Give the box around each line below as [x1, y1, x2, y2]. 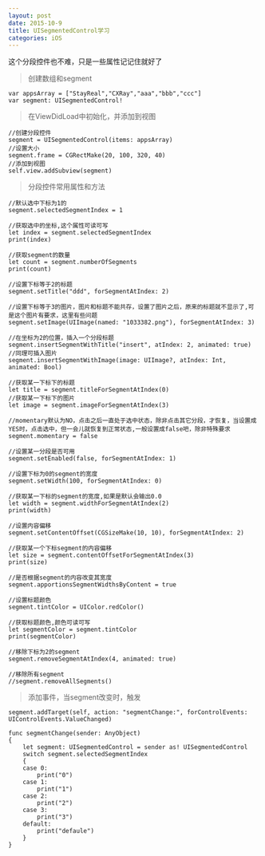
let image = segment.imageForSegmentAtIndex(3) [8, 401, 170, 409]
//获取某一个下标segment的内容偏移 [8, 544, 113, 553]
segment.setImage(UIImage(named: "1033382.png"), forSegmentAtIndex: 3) [8, 318, 255, 327]
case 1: [22, 779, 48, 787]
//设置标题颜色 [8, 596, 52, 605]
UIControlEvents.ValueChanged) [8, 716, 113, 724]
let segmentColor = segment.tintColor [8, 625, 137, 634]
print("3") [37, 813, 73, 822]
